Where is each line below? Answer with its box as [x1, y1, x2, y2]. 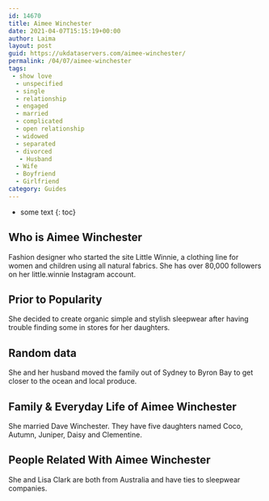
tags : [8, 65, 27, 73]
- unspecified [15, 79, 63, 87]
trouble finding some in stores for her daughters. [8, 323, 170, 333]
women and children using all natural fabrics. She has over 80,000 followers [8, 261, 262, 270]
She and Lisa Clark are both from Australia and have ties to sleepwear [8, 474, 241, 484]
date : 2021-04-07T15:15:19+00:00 [8, 27, 121, 35]
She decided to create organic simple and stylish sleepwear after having [8, 314, 249, 324]
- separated [15, 139, 57, 148]
